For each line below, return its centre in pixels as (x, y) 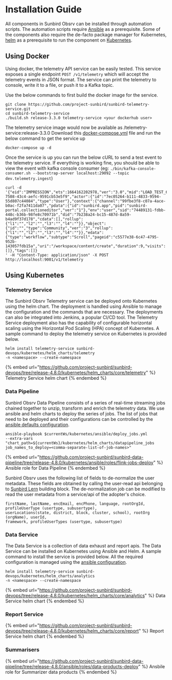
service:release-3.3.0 (28, 133)
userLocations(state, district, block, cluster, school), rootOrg (78, 512)
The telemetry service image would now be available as (64, 127)
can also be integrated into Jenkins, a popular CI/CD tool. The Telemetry (81, 318)
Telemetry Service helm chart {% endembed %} (56, 378)
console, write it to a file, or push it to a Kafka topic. (60, 85)
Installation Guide (44, 10)
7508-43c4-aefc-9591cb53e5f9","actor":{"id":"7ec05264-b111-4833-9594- (83, 196)
